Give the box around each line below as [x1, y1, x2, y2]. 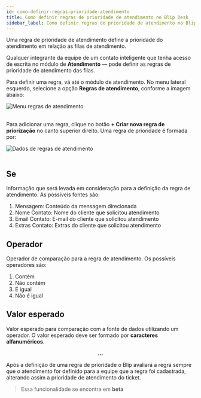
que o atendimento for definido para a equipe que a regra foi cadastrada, [6, 367, 187, 375]
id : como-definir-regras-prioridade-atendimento [6, 8, 130, 15]
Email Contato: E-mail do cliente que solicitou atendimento [14, 215, 159, 223]
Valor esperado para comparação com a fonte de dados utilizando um [6, 325, 179, 332]
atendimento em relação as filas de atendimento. [6, 42, 127, 50]
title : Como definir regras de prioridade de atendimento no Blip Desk [6, 14, 188, 20]
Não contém [14, 279, 46, 286]
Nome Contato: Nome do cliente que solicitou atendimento [14, 209, 160, 216]
